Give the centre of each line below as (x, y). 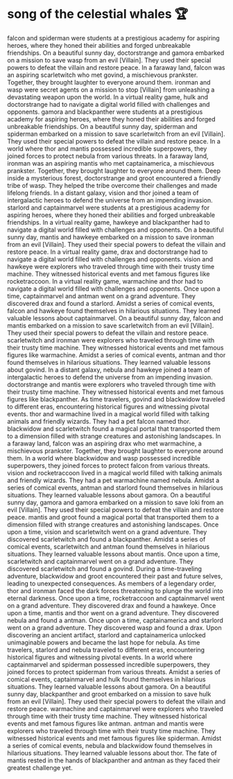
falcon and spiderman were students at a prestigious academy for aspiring (113, 38)
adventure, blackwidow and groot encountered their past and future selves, (115, 576)
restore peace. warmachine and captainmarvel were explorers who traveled (115, 708)
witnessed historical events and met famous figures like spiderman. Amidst (114, 738)
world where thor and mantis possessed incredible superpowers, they (107, 148)
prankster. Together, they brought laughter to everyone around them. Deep (114, 171)
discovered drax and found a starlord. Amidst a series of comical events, (111, 303)
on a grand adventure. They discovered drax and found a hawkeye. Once (112, 606)
